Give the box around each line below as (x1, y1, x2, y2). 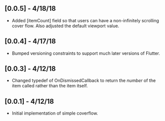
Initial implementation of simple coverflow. (11, 110, 99, 116)
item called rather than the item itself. (11, 83, 88, 89)
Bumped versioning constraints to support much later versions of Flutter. (11, 50, 161, 56)
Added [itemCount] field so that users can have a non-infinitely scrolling (11, 17, 160, 23)
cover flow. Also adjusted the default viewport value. (11, 23, 119, 29)
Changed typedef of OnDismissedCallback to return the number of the (11, 78, 156, 83)
